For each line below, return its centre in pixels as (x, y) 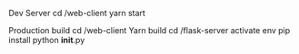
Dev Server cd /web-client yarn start (77, 13)
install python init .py (47, 40)
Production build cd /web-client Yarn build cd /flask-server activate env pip (149, 30)
